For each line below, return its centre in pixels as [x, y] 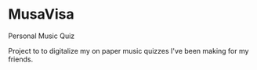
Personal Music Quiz [42, 36]
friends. [21, 59]
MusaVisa [41, 14]
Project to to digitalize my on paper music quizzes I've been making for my [128, 51]
